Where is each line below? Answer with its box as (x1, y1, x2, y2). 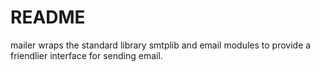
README (10, 6, 86, 29)
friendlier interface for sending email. (10, 49, 163, 61)
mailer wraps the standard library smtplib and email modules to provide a (10, 39, 312, 51)
